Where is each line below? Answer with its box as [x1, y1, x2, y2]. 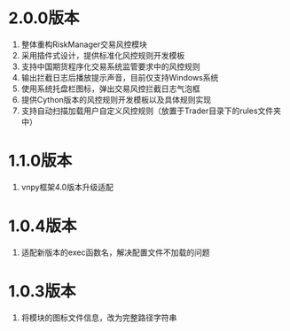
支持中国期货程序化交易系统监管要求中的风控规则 [20, 61, 200, 72]
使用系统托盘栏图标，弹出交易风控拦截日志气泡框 [20, 83, 200, 94]
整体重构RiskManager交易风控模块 [20, 39, 147, 50]
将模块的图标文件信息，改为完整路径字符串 [20, 312, 177, 323]
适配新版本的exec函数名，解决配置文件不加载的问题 [20, 247, 210, 258]
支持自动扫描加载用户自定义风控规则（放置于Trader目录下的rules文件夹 [20, 105, 281, 116]
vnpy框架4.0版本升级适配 [20, 181, 114, 192]
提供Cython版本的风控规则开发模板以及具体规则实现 [20, 94, 212, 104]
